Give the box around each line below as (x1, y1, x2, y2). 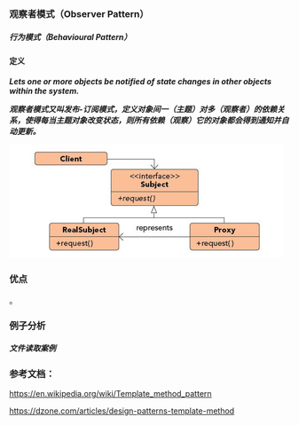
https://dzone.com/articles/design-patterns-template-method (9, 405, 235, 416)
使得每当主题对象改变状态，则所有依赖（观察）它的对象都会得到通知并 (24, 114, 281, 125)
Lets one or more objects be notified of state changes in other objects (9, 75, 272, 86)
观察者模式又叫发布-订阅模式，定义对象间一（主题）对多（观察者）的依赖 (9, 104, 278, 114)
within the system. (9, 85, 80, 96)
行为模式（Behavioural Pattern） (9, 31, 132, 42)
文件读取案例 (9, 343, 56, 354)
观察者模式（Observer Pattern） (9, 7, 149, 20)
